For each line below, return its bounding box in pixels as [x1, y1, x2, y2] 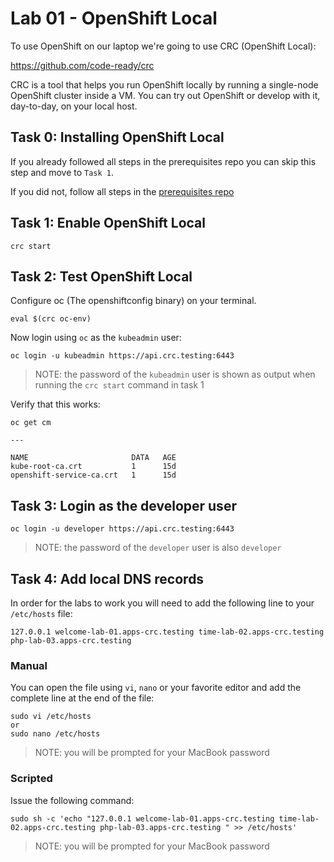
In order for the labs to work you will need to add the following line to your [10, 597, 315, 609]
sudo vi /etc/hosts [10, 712, 92, 722]
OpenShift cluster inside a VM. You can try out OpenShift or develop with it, [10, 89, 321, 101]
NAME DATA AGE [10, 453, 177, 463]
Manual [10, 658, 48, 672]
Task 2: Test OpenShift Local [10, 268, 193, 285]
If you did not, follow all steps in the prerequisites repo [10, 185, 235, 197]
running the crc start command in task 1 [34, 379, 205, 391]
